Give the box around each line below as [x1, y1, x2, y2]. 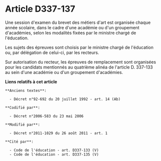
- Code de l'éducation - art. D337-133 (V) [9, 147, 99, 153]
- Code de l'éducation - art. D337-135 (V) [9, 152, 99, 157]
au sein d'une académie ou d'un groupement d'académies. [5, 69, 123, 75]
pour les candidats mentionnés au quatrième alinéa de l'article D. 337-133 [5, 64, 153, 70]
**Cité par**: [5, 139, 34, 144]
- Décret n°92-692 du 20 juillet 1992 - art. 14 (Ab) [9, 96, 121, 102]
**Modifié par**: [5, 122, 40, 127]
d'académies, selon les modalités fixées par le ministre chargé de [5, 30, 136, 36]
